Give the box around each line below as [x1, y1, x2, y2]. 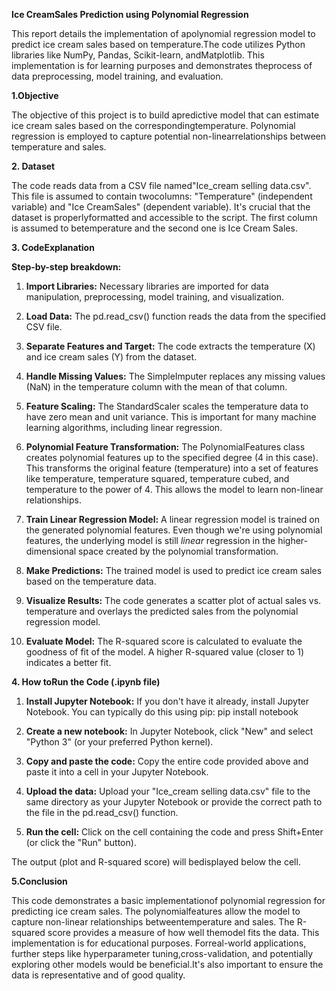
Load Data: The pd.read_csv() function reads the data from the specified [25, 310, 326, 322]
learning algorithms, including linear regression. [25, 422, 223, 433]
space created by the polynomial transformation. [78, 545, 279, 557]
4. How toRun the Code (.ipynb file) [11, 676, 161, 688]
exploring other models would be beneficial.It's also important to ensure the [11, 959, 324, 970]
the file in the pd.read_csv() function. [25, 807, 179, 818]
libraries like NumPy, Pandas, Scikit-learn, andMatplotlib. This [11, 49, 265, 61]
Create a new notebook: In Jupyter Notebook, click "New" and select [25, 725, 314, 737]
